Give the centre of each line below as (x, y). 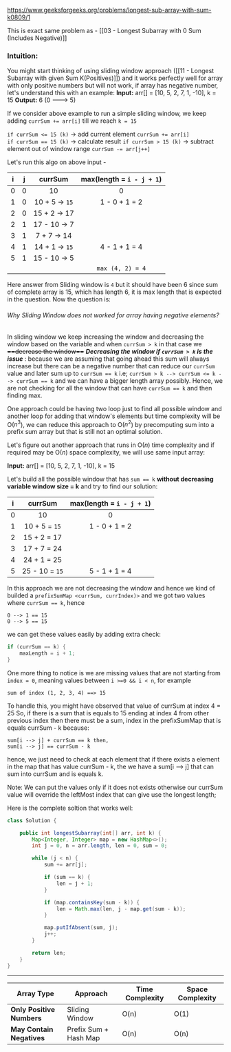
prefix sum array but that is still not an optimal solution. (85, 432)
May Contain (32, 1029)
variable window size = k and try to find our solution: (82, 486)
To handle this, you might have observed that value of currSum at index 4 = (114, 706)
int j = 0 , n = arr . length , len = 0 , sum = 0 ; (100, 846)
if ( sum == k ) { (67, 877)
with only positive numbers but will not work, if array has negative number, (113, 86)
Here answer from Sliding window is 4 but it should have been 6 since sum (113, 285)
